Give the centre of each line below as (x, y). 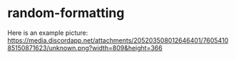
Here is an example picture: (48, 33)
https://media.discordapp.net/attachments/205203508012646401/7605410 (118, 40)
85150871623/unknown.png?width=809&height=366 (85, 48)
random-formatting (66, 13)
